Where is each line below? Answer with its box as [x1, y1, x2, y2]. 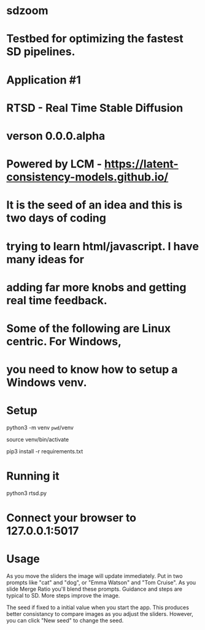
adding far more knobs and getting [6, 280, 187, 294]
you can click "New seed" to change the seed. [6, 617, 124, 624]
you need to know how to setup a [6, 363, 178, 377]
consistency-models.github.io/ [6, 170, 169, 184]
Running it [6, 469, 60, 483]
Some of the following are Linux [6, 321, 171, 335]
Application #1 [6, 73, 81, 86]
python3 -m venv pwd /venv [6, 424, 74, 431]
